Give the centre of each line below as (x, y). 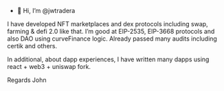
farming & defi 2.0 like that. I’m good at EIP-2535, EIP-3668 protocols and (111, 31)
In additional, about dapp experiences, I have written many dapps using (108, 59)
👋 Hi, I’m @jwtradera (46, 11)
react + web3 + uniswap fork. (49, 67)
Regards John (27, 80)
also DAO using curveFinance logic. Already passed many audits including (112, 39)
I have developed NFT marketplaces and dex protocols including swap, (108, 24)
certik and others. (32, 46)
